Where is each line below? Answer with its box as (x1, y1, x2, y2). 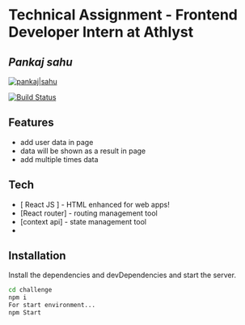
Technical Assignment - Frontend (8, 6, 239, 24)
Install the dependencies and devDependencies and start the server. (8, 270, 237, 280)
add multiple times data (19, 154, 99, 164)
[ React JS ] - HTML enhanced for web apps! (19, 199, 170, 209)
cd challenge (8, 286, 53, 294)
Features (8, 116, 54, 130)
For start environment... (8, 301, 95, 310)
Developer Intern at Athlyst (8, 23, 194, 41)
